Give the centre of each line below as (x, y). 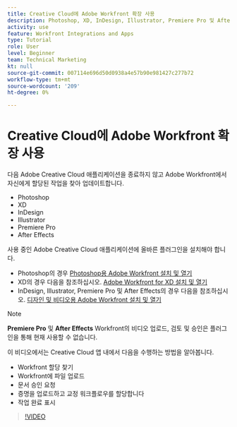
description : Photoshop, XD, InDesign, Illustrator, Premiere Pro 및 (111, 20)
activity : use (28, 27)
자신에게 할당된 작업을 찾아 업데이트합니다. (66, 184)
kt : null (20, 66)
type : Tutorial (30, 40)
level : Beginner (31, 54)
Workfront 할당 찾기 (45, 367)
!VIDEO (35, 416)
